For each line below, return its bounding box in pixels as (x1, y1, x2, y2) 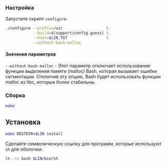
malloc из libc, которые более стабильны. (5, 79, 96, 85)
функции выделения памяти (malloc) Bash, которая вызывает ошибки (5, 68, 157, 74)
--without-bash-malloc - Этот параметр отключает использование (5, 63, 151, 68)
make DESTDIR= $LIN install (5, 131, 63, 136)
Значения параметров (5, 51, 56, 58)
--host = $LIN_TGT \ (32, 35, 109, 41)
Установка (5, 118, 41, 126)
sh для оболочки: (5, 146, 43, 152)
